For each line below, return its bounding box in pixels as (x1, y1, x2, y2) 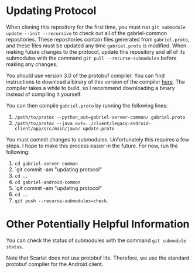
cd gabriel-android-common (14, 179, 81, 185)
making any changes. (6, 60, 58, 68)
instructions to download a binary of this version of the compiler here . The (6, 78, 186, 85)
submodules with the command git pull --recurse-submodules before (6, 54, 177, 61)
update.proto (83, 126, 115, 132)
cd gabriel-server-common (14, 161, 78, 167)
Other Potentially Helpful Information (6, 217, 190, 231)
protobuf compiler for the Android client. (6, 260, 104, 267)
